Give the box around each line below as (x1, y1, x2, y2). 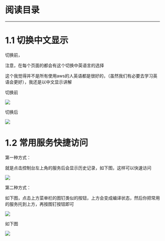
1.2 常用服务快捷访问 (5, 137, 88, 149)
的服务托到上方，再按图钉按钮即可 (5, 201, 74, 207)
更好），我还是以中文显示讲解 (13, 79, 72, 85)
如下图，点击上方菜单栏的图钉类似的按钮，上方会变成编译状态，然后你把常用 (5, 195, 160, 201)
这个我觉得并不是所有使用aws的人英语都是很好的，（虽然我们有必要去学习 (5, 73, 153, 79)
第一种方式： (5, 154, 31, 160)
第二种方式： (5, 185, 31, 190)
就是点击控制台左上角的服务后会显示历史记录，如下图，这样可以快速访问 (5, 165, 151, 171)
